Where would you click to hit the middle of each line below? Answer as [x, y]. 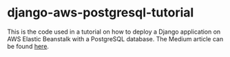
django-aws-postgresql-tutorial [101, 13]
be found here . [28, 46]
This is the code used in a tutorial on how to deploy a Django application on [114, 32]
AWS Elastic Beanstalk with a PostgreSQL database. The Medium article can [115, 38]
